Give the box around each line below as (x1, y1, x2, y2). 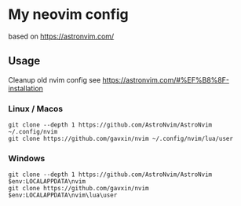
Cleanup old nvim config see (8, 75, 101, 84)
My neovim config (8, 6, 129, 24)
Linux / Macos (8, 103, 64, 114)
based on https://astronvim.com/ (8, 31, 115, 41)
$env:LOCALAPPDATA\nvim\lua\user (8, 191, 118, 200)
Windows (8, 153, 46, 164)
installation (8, 83, 43, 93)
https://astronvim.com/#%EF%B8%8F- (102, 75, 230, 84)
